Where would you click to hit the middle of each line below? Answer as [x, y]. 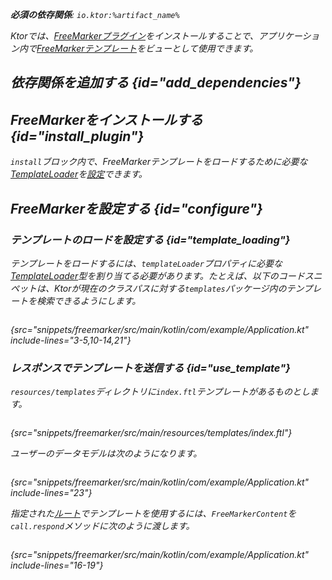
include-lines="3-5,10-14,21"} [71, 340]
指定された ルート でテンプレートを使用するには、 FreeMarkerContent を [153, 514]
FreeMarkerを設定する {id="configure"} [136, 208]
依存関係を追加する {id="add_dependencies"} [156, 83]
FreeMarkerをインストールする [106, 119]
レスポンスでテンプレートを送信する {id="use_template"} [150, 368]
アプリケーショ [289, 36]
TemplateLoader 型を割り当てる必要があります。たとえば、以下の [144, 275]
